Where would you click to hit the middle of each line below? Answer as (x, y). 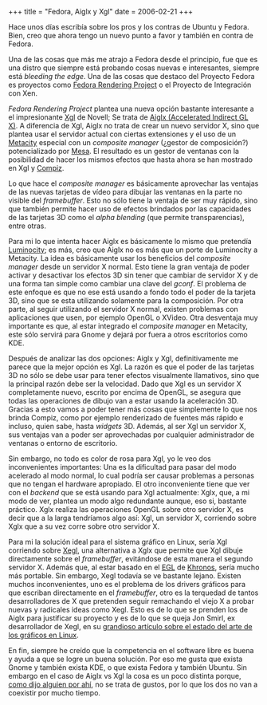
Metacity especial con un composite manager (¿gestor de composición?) (128, 142)
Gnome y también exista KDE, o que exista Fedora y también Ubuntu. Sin (128, 668)
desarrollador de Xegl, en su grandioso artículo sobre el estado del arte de (130, 626)
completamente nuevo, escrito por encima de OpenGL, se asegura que (125, 392)
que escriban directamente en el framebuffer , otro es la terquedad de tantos (133, 593)
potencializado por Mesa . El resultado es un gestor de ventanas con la (124, 151)
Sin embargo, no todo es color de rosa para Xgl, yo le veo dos (110, 459)
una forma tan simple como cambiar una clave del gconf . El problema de (128, 284)
